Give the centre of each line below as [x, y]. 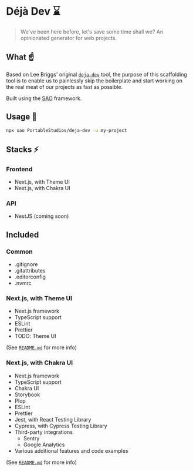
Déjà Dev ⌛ [33, 11]
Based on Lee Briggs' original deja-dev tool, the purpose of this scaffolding [97, 74]
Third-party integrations [44, 432]
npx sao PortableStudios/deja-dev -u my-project [67, 130]
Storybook [27, 394]
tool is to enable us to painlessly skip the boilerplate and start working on [94, 81]
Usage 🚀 [21, 117]
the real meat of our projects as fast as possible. [65, 87]
